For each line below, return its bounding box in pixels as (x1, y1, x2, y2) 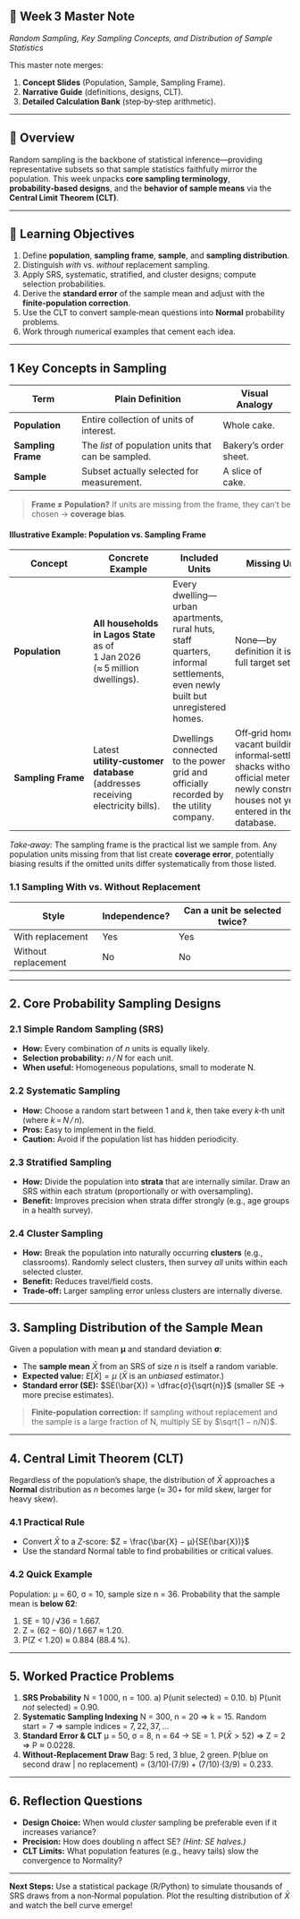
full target (235, 656, 276, 669)
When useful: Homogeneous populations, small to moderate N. (21, 1062, 256, 1073)
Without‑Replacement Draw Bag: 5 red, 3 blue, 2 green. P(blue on (21, 1750, 269, 1761)
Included (179, 552, 219, 564)
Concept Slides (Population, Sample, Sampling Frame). (21, 77, 226, 88)
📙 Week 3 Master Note (9, 9, 136, 24)
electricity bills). (93, 800, 161, 812)
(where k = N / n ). (21, 1114, 85, 1125)
